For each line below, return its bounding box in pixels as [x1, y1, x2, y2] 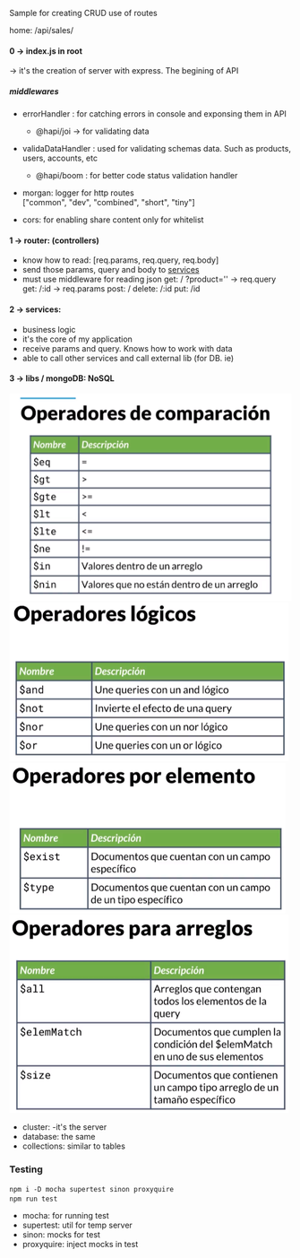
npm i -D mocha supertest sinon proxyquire [9, 1185, 175, 1194]
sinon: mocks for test [21, 1229, 101, 1240]
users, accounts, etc [21, 152, 99, 164]
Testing [9, 1163, 43, 1176]
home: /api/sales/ [9, 25, 74, 35]
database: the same [21, 1131, 96, 1141]
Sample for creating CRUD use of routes [9, 8, 159, 18]
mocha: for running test [21, 1210, 109, 1221]
